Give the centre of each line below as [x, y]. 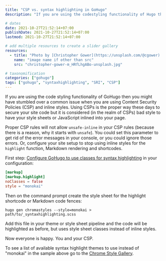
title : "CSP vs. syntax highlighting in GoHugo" [56, 10]
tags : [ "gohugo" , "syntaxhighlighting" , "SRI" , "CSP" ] [63, 83]
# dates [13, 23]
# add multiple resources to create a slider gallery [62, 46]
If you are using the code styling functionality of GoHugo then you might [79, 97]
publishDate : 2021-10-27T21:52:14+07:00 [47, 33]
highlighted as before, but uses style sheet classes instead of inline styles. [81, 229]
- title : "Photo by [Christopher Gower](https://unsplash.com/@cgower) [85, 55]
